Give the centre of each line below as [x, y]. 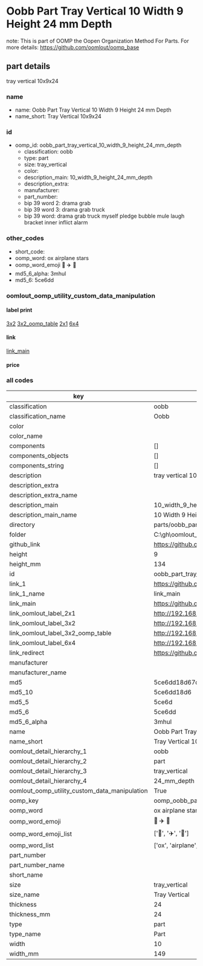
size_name [24, 894]
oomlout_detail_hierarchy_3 [48, 771]
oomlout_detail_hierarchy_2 [48, 761]
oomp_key [24, 800]
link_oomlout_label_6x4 [43, 643]
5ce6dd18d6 [173, 692]
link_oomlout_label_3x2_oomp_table [60, 633]
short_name [26, 874]
